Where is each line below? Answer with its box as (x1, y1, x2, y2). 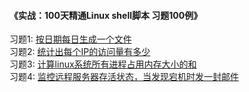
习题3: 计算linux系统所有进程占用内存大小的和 (9, 58, 197, 70)
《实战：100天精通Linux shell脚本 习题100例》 (9, 9, 203, 21)
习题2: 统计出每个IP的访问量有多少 (9, 46, 151, 58)
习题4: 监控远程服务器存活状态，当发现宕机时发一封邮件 (9, 71, 240, 83)
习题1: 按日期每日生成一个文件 (9, 33, 132, 45)
